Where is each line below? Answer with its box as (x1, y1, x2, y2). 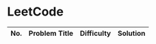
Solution (117, 28, 146, 38)
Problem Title (28, 28, 74, 38)
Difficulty (79, 28, 112, 38)
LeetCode (7, 4, 64, 20)
